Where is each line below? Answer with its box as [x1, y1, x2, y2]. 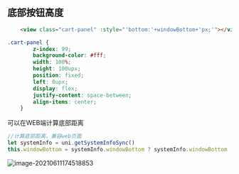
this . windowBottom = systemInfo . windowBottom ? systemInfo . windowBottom [7, 146, 228, 153]
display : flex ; [33, 85, 78, 92]
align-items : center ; [33, 98, 97, 105]
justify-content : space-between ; [33, 92, 132, 99]
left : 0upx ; [33, 78, 69, 85]
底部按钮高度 [7, 6, 64, 19]
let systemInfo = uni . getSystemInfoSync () [7, 139, 135, 147]
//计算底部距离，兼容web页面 [7, 133, 82, 140]
